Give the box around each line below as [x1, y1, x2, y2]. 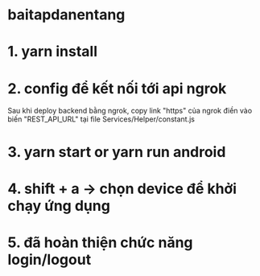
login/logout [7, 250, 92, 269]
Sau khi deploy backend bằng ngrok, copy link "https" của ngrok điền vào [7, 106, 253, 116]
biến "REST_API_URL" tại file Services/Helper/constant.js [7, 114, 195, 124]
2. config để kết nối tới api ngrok [7, 79, 227, 97]
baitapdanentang [7, 6, 126, 24]
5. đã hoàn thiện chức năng [7, 233, 194, 251]
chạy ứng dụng [7, 196, 110, 215]
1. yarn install [7, 43, 98, 61]
